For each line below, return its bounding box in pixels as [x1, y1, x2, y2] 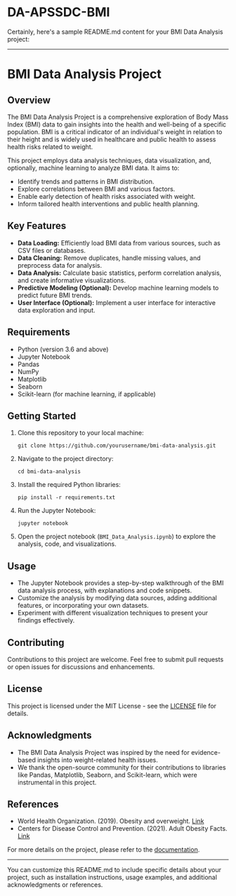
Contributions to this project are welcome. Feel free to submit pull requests [7, 655, 224, 663]
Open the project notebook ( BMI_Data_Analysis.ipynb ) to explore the [17, 532, 216, 541]
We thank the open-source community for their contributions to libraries [17, 763, 226, 772]
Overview [7, 94, 51, 106]
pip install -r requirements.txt [17, 494, 116, 501]
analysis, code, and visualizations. [17, 540, 117, 548]
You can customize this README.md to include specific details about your [7, 866, 221, 874]
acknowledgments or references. [7, 881, 103, 889]
